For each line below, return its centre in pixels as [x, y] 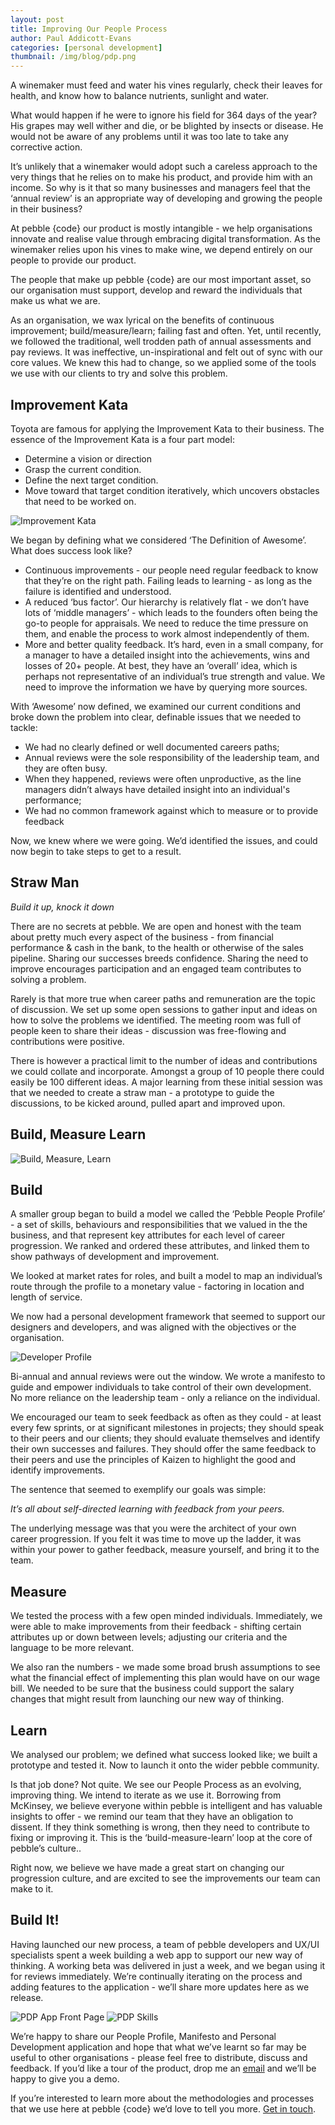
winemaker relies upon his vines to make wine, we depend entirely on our [161, 250]
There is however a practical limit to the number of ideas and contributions [164, 1060]
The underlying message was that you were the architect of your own [153, 1528]
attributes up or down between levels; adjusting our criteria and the [149, 1637]
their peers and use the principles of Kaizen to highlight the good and [153, 1460]
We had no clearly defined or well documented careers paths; [152, 747]
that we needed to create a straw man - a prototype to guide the [142, 1092]
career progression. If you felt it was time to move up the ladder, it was [156, 1539]
